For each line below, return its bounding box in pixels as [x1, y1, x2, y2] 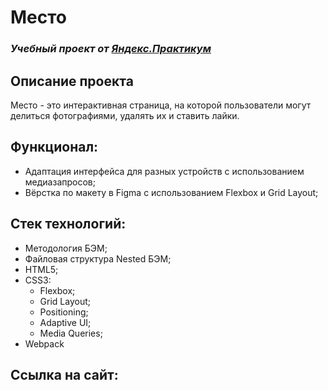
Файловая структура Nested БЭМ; [24, 252, 172, 265]
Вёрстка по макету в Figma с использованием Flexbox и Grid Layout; [24, 186, 319, 198]
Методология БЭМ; [24, 242, 108, 254]
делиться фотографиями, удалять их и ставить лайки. [10, 109, 240, 121]
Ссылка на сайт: [10, 366, 119, 383]
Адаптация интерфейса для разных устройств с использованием [24, 165, 305, 177]
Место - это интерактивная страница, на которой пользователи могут [10, 99, 312, 111]
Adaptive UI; [39, 316, 92, 328]
